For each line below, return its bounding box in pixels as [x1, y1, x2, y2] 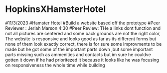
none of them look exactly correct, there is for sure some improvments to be [5, 41, 162, 47]
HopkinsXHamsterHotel [5, 3, 106, 15]
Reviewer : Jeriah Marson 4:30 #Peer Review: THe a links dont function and [5, 25, 161, 31]
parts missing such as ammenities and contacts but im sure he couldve [5, 51, 151, 58]
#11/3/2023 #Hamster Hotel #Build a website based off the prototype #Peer [5, 20, 161, 26]
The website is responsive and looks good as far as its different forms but [5, 36, 157, 42]
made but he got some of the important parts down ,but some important [5, 46, 153, 52]
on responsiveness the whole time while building [5, 62, 106, 68]
